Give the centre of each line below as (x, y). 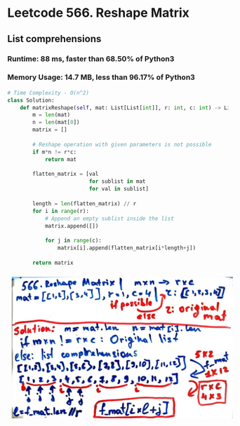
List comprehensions (54, 39)
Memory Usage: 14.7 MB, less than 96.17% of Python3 (101, 77)
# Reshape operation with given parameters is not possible (122, 144)
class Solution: (31, 100)
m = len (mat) (52, 115)
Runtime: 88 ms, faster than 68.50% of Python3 (91, 59)
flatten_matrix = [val (66, 174)
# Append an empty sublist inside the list (109, 219)
